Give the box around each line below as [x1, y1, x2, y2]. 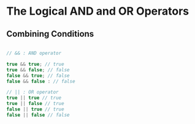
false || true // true [6, 106, 64, 112]
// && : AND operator [6, 50, 62, 56]
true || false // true [6, 101, 64, 107]
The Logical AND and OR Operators [6, 4, 189, 18]
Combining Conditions [6, 29, 94, 39]
